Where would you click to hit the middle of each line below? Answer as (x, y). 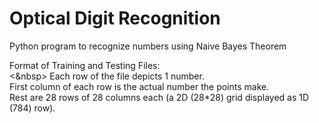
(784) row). (32, 108)
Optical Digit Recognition (115, 18)
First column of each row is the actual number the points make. (139, 86)
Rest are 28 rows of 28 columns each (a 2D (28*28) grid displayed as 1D (159, 97)
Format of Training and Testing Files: (85, 65)
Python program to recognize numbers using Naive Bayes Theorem (148, 46)
